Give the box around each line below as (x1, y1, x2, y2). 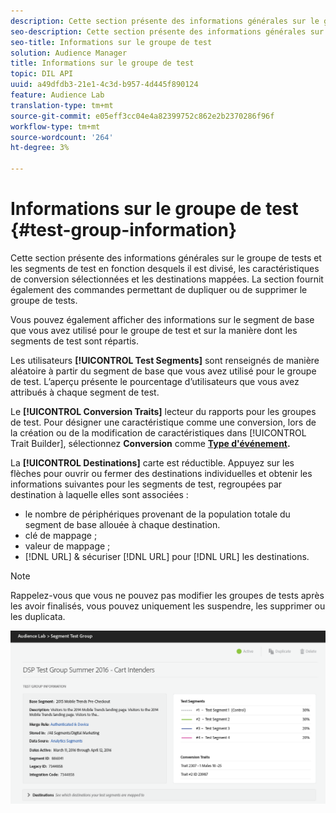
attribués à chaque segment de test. (10, 386, 160, 398)
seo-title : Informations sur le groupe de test (10, 37, 213, 47)
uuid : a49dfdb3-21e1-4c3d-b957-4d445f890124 (10, 80, 199, 90)
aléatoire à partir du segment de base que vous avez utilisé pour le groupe (10, 365, 317, 377)
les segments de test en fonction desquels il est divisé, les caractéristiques (10, 262, 320, 274)
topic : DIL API (10, 69, 74, 79)
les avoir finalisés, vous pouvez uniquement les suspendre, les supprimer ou (10, 600, 326, 612)
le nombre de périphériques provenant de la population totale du (24, 508, 291, 520)
